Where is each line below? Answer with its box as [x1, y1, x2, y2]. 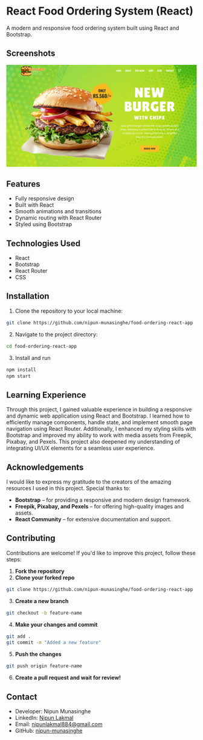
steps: [6, 556, 22, 563]
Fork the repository [14, 567, 65, 575]
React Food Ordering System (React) [6, 4, 194, 18]
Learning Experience [6, 390, 86, 400]
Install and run [14, 354, 51, 361]
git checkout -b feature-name [6, 610, 83, 616]
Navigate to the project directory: [14, 330, 98, 338]
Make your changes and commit [14, 621, 98, 628]
